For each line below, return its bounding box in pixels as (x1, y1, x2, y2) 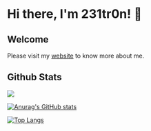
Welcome (7, 34, 49, 45)
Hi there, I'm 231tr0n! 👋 (7, 6, 143, 22)
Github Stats (7, 71, 62, 83)
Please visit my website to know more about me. (7, 51, 145, 60)
